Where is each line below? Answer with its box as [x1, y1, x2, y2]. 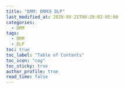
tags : [6, 30, 19, 36]
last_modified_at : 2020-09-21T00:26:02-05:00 [6, 14, 118, 20]
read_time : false [6, 74, 48, 80]
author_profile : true [6, 69, 59, 74]
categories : [6, 19, 35, 25]
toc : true [6, 47, 30, 53]
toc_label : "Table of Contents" [6, 52, 84, 58]
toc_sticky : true [6, 63, 48, 69]
